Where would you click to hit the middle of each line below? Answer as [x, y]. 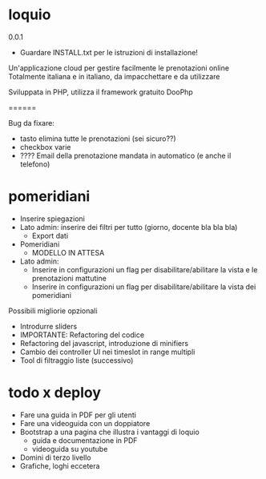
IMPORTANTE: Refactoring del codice [82, 335]
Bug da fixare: [31, 123]
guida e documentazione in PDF [85, 440]
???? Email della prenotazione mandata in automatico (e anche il [125, 155]
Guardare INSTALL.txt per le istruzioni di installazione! [109, 52]
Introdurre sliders [48, 326]
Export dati [50, 235]
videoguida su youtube [70, 449]
